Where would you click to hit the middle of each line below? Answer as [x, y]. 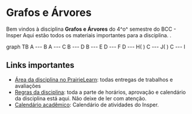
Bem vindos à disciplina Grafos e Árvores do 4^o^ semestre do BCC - [91, 29]
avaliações [28, 86]
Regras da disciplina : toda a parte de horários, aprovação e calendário [100, 92]
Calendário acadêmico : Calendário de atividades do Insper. [87, 105]
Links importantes [40, 65]
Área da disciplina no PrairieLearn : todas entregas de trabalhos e [94, 79]
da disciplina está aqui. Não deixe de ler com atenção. [80, 98]
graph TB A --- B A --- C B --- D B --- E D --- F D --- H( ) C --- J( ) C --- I [96, 47]
